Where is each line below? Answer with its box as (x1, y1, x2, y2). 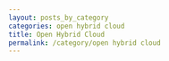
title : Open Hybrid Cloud (8, 30, 105, 39)
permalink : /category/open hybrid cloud (8, 38, 162, 48)
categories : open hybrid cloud (8, 22, 125, 30)
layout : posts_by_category (8, 13, 109, 22)
